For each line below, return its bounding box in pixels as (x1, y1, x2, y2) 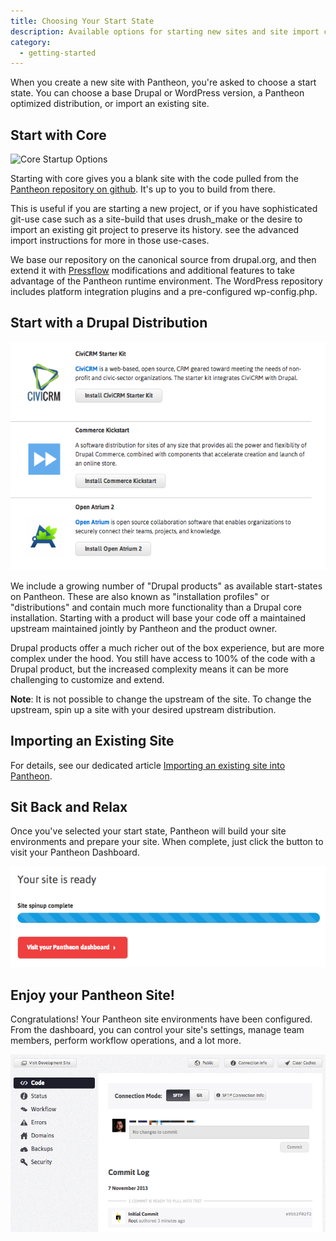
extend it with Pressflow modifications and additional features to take (10, 265, 295, 277)
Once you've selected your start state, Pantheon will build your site (10, 825, 287, 837)
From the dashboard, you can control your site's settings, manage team (10, 1024, 305, 1036)
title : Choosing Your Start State (10, 16, 155, 26)
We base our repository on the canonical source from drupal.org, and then (10, 254, 317, 266)
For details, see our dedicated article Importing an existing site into (10, 759, 286, 771)
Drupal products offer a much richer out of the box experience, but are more (10, 641, 325, 654)
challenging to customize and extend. (10, 673, 165, 685)
